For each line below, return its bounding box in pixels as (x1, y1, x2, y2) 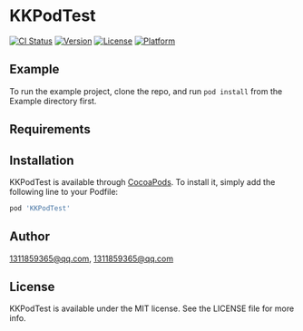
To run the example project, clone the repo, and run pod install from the (9, 85, 283, 96)
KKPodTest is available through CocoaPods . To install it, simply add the (9, 176, 276, 187)
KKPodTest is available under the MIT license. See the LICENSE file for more (9, 303, 295, 314)
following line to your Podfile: (9, 186, 119, 197)
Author (9, 229, 50, 245)
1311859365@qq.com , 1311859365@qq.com (9, 253, 174, 264)
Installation (9, 152, 74, 168)
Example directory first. (9, 95, 97, 106)
